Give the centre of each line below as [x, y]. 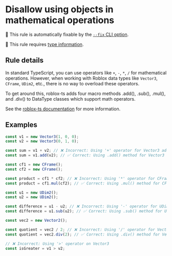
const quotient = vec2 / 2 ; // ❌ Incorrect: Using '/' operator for [80, 229]
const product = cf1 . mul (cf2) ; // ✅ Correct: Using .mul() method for [83, 183]
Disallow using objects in [59, 9]
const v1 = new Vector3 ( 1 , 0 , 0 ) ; [42, 136]
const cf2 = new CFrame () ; [34, 169]
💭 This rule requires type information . [45, 44]
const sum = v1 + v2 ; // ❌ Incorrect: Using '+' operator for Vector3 [82, 151]
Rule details [24, 61]
